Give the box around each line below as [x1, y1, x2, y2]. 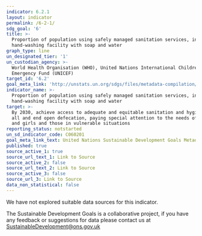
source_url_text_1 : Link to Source [6, 154, 96, 160]
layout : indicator [6, 14, 52, 20]
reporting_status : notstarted [6, 126, 82, 132]
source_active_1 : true [6, 148, 63, 154]
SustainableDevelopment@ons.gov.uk [6, 223, 100, 230]
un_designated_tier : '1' [6, 53, 69, 59]
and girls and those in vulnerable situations [11, 121, 130, 127]
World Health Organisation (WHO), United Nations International [11, 64, 176, 71]
